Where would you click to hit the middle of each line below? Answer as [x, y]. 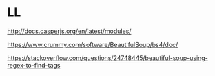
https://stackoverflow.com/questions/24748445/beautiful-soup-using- [107, 58]
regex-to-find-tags [34, 65]
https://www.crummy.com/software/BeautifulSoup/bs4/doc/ [93, 44]
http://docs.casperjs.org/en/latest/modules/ [69, 31]
